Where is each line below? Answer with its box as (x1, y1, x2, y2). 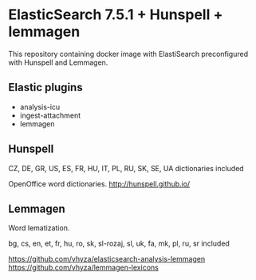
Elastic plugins (8, 81, 83, 94)
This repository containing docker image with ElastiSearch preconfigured (8, 49, 249, 58)
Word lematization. (8, 223, 70, 233)
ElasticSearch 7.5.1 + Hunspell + (8, 6, 223, 24)
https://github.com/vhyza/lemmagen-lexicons (8, 262, 160, 273)
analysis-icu (19, 102, 61, 111)
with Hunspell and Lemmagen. (8, 58, 108, 67)
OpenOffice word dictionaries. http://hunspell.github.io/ (8, 178, 191, 189)
